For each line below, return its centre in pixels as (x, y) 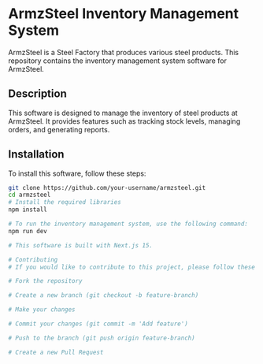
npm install (28, 210)
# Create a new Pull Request (56, 352)
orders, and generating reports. (59, 129)
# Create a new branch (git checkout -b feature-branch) (104, 295)
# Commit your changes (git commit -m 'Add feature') (98, 324)
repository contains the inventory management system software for (117, 61)
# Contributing (33, 260)
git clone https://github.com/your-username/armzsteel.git (107, 188)
